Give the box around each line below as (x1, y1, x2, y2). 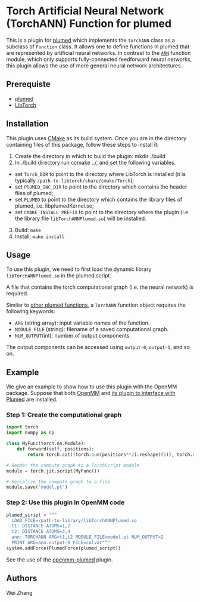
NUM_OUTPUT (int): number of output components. (14, 332, 131, 339)
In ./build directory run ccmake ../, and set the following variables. (14, 159, 176, 166)
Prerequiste (6, 79, 51, 89)
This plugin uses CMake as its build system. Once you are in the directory (6, 134, 186, 141)
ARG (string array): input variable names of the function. (14, 319, 150, 326)
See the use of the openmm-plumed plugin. (6, 556, 113, 563)
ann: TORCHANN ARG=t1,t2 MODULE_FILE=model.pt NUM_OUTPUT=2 (11, 534, 164, 541)
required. (6, 290, 29, 297)
